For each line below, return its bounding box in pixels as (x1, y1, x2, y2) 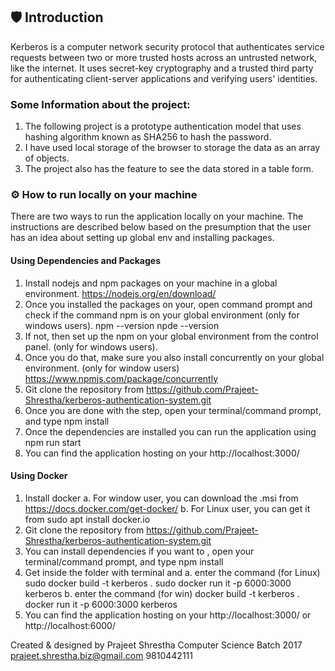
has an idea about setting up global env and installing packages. (10, 232, 275, 244)
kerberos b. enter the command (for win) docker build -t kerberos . (24, 587, 300, 599)
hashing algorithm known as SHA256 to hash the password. (24, 131, 272, 143)
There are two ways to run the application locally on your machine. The (10, 210, 304, 223)
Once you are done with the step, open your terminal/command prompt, (24, 404, 322, 416)
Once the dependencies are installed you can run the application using (24, 425, 317, 438)
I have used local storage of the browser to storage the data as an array (24, 142, 321, 154)
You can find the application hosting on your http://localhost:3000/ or (24, 609, 312, 621)
